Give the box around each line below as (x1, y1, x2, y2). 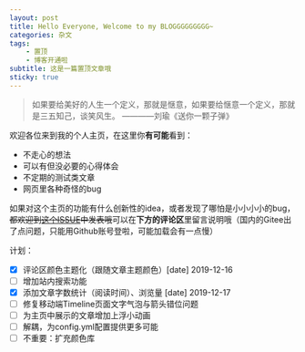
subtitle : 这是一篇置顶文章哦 (9, 65, 112, 74)
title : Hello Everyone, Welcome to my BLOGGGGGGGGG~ (9, 22, 214, 31)
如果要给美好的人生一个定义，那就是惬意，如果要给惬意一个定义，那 (31, 98, 288, 109)
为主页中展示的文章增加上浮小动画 (22, 310, 151, 320)
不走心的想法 (22, 149, 71, 160)
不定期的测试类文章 (22, 171, 96, 182)
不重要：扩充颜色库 (22, 333, 96, 344)
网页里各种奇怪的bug (22, 183, 102, 194)
